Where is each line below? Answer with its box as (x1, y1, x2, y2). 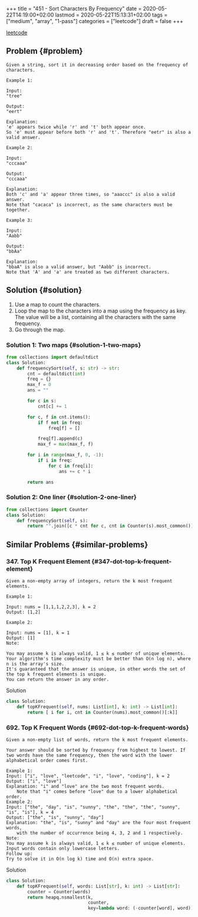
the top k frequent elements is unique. (6, 671, 107, 677)
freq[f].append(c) (37, 436, 83, 442)
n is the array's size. (6, 661, 65, 667)
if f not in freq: (37, 420, 83, 426)
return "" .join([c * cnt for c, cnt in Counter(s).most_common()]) (27, 523, 196, 529)
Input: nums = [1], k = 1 (6, 630, 70, 636)
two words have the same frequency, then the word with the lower (6, 752, 173, 758)
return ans (27, 479, 54, 485)
